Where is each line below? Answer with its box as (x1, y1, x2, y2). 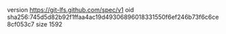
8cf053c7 (7, 20, 35, 28)
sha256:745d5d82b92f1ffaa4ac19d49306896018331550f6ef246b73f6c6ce (7, 13, 219, 21)
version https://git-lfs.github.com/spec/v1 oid (7, 6, 135, 14)
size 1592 (36, 20, 63, 28)
